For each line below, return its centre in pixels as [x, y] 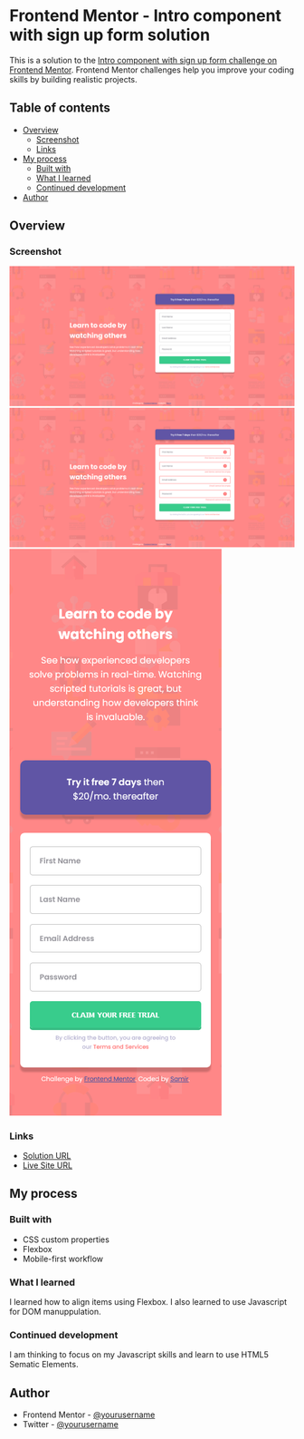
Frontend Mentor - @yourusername [89, 1415]
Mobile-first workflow [63, 1259]
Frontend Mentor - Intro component [146, 16]
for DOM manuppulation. [55, 1311]
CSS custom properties [66, 1240]
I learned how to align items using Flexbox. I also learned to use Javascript [148, 1301]
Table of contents [60, 108]
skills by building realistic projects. [73, 79]
